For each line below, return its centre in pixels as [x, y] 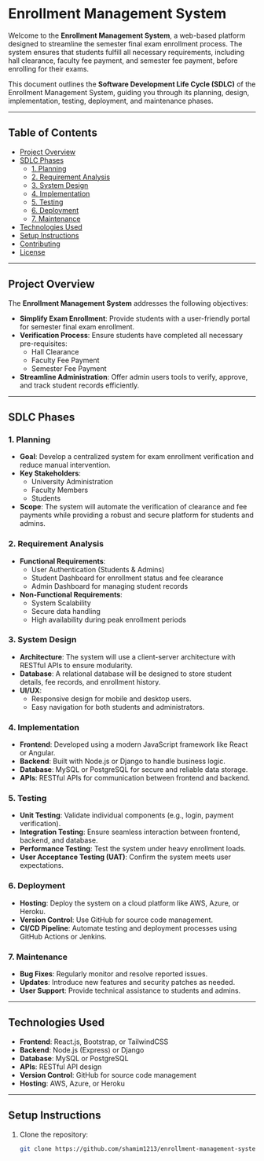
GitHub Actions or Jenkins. [63, 936]
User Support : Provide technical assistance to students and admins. [130, 990]
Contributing [40, 244]
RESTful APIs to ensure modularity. [76, 665]
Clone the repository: [54, 1134]
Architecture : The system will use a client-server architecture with [127, 656]
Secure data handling [66, 611]
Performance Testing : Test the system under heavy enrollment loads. [132, 849]
